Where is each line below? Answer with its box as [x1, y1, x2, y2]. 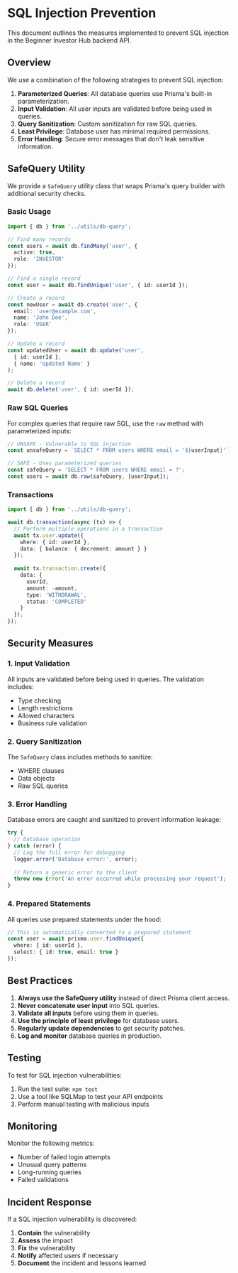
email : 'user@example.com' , [13, 308, 97, 315]
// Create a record [7, 294, 65, 301]
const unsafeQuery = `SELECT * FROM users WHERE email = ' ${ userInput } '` [7, 447, 230, 454]
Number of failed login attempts [17, 1153, 111, 1161]
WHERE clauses [17, 766, 65, 775]
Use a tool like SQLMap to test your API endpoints [17, 1092, 164, 1100]
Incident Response [7, 1196, 92, 1208]
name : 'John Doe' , [13, 314, 69, 321]
